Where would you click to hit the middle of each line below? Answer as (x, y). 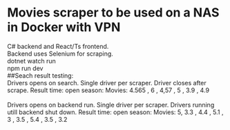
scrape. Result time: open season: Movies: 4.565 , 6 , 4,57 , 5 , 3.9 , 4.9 (108, 90)
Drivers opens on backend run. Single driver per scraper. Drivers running (111, 105)
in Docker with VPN (64, 27)
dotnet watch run (32, 61)
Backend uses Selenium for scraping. (60, 54)
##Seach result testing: (40, 75)
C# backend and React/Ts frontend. (58, 46)
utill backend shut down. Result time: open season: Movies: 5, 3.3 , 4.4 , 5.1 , (115, 112)
